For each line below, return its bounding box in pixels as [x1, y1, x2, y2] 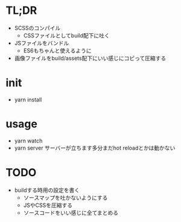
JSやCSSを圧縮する [23, 201, 73, 209]
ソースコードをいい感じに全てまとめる [23, 209, 119, 216]
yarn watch [14, 137, 43, 144]
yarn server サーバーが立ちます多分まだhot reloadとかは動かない [14, 144, 176, 151]
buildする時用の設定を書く [14, 186, 80, 194]
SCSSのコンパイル [14, 24, 61, 31]
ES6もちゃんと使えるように [23, 46, 92, 54]
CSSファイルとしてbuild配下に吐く [23, 31, 110, 39]
